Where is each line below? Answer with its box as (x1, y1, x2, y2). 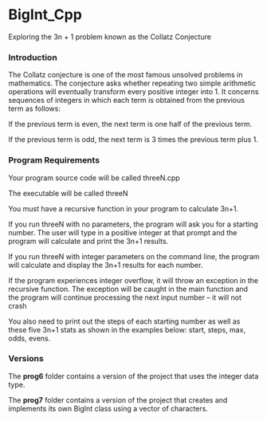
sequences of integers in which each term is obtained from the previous (8, 96, 245, 105)
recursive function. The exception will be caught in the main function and (8, 284, 249, 293)
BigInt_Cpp (8, 6, 82, 24)
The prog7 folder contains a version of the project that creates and (8, 395, 228, 404)
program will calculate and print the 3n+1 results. (8, 236, 169, 246)
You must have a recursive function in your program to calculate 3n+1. (8, 203, 239, 213)
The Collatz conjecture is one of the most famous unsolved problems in (8, 70, 243, 80)
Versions (8, 353, 44, 364)
